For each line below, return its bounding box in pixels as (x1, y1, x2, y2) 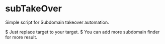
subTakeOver (5, 3, 62, 14)
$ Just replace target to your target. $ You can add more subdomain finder (5, 29, 160, 35)
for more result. (5, 34, 38, 40)
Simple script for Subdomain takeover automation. (5, 19, 109, 25)
